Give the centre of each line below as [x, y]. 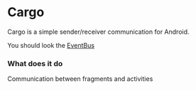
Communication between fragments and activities [80, 79]
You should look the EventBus [51, 45]
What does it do [35, 63]
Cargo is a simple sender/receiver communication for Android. [98, 32]
